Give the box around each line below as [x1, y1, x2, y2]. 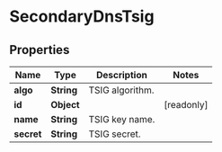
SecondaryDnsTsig [9, 6, 155, 27]
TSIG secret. [88, 128, 141, 140]
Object [50, 99, 80, 111]
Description [95, 69, 148, 81]
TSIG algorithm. [88, 84, 155, 96]
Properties [9, 42, 70, 58]
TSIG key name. [88, 113, 155, 125]
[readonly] [163, 99, 209, 111]
